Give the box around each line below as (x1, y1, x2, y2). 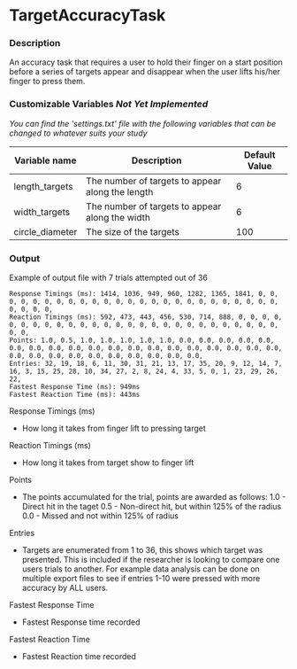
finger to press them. (9, 76, 86, 87)
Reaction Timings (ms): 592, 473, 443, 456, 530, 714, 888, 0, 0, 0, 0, (9, 313, 283, 322)
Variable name (14, 154, 77, 167)
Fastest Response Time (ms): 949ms (9, 383, 141, 392)
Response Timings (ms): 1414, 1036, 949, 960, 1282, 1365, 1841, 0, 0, (9, 290, 278, 299)
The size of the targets (85, 225, 179, 237)
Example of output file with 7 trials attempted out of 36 (9, 272, 208, 284)
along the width (85, 211, 150, 223)
